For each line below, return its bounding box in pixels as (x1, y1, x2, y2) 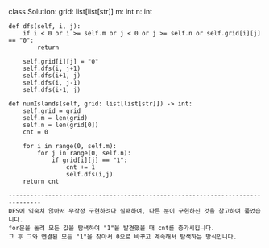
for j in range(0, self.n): (37, 149, 131, 157)
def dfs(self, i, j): (8, 23, 81, 31)
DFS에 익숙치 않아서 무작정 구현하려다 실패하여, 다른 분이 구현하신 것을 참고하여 (8, 207, 242, 215)
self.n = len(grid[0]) (23, 121, 99, 129)
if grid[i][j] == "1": (51, 156, 128, 164)
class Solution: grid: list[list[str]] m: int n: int (8, 7, 153, 16)
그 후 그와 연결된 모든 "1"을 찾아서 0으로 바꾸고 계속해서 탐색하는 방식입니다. (8, 233, 238, 241)
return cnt (23, 177, 60, 185)
